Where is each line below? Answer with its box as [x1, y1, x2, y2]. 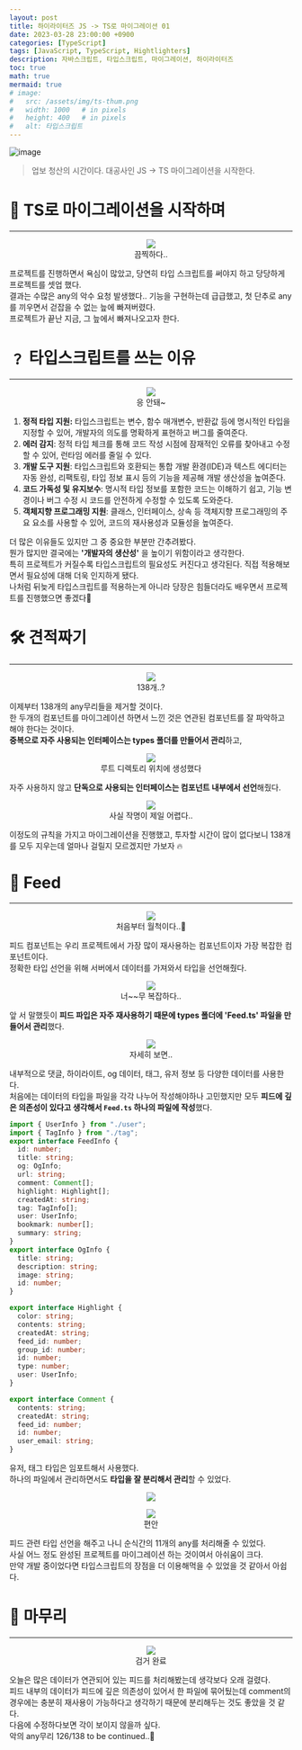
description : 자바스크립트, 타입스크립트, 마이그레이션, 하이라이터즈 [9, 55, 234, 64]
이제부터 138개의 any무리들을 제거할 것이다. [9, 701, 164, 712]
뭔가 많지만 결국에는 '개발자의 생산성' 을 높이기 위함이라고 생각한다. [9, 547, 244, 558]
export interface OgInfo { [9, 1245, 111, 1254]
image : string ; [17, 1270, 75, 1279]
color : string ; [17, 1312, 75, 1321]
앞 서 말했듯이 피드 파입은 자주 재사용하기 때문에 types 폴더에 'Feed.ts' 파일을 [9, 1010, 283, 1020]
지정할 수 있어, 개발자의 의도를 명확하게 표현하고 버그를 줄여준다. [22, 426, 249, 437]
